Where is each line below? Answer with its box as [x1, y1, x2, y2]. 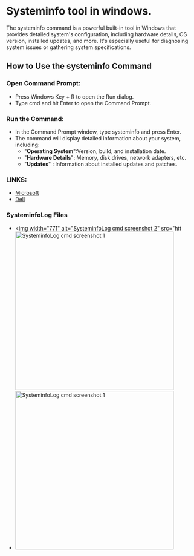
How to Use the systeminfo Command [6, 61, 152, 71]
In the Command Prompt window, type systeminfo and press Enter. [15, 128, 181, 136]
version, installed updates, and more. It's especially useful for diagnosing [6, 37, 189, 44]
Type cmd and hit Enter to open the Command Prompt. [15, 99, 152, 106]
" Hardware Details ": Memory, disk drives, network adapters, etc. [24, 154, 186, 161]
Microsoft [15, 189, 39, 197]
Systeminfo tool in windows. [6, 4, 152, 18]
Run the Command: [6, 114, 65, 123]
